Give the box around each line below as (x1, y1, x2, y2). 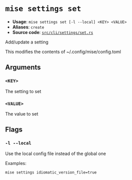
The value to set (5, 110, 38, 116)
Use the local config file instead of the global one (5, 150, 106, 156)
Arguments (5, 63, 41, 71)
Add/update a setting (5, 39, 49, 45)
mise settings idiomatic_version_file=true (5, 169, 97, 175)
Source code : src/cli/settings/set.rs (12, 29, 94, 35)
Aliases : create (12, 24, 44, 30)
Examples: (5, 160, 26, 166)
